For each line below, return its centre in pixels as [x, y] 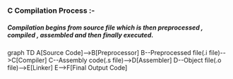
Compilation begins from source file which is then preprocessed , [105, 28]
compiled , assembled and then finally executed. [80, 35]
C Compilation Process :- [51, 11]
